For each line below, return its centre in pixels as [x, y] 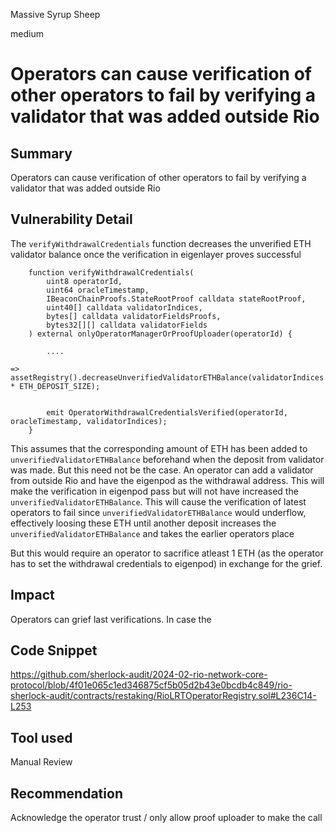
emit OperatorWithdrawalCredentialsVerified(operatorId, [167, 412]
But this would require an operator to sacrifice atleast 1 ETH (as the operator [167, 553]
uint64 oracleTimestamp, [98, 290]
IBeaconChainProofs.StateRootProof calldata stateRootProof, [176, 299]
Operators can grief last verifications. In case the [111, 619]
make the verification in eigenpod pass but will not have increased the [154, 491]
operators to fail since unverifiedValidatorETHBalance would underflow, [158, 512]
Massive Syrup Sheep [55, 14]
